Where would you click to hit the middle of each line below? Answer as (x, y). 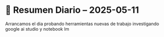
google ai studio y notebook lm (37, 29)
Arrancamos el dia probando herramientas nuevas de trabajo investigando (82, 24)
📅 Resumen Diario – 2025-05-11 (72, 10)
